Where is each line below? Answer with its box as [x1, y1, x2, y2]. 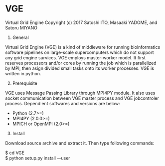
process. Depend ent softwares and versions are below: [5, 100, 120, 106]
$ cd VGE [5, 150, 25, 156]
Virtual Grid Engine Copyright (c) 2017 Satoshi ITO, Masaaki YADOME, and [5, 19, 158, 25]
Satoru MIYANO [5, 24, 37, 30]
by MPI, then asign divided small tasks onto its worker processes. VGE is [5, 65, 155, 71]
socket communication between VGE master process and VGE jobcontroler [5, 95, 160, 101]
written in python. [5, 70, 41, 76]
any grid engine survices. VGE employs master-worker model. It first [5, 54, 146, 60]
